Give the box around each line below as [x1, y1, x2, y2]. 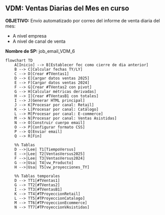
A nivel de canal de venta [12, 38, 66, 44]
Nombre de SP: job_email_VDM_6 [5, 48, 75, 54]
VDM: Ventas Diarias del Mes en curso [5, 4, 129, 13]
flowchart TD [5, 58, 33, 63]
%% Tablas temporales [14, 173, 60, 178]
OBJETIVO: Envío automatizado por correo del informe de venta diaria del [5, 17, 160, 23]
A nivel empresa [12, 33, 47, 39]
